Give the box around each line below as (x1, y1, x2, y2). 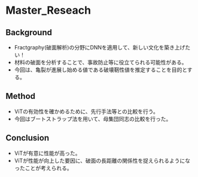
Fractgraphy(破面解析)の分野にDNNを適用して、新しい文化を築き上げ (14, 44, 185, 51)
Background (5, 27, 52, 38)
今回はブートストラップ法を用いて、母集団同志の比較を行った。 (14, 115, 172, 122)
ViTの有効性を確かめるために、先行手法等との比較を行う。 (14, 108, 159, 115)
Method (5, 91, 36, 101)
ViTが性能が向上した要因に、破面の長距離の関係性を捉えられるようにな (14, 157, 191, 164)
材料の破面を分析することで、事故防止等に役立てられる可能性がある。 (14, 59, 187, 66)
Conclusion (5, 133, 50, 143)
